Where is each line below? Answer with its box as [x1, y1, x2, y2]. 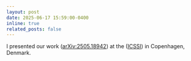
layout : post [6, 9, 40, 15]
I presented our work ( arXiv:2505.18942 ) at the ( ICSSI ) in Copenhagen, [6, 43, 185, 50]
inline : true [6, 20, 40, 26]
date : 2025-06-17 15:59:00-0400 [6, 15, 89, 21]
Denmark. [6, 49, 31, 57]
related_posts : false [6, 26, 62, 32]
